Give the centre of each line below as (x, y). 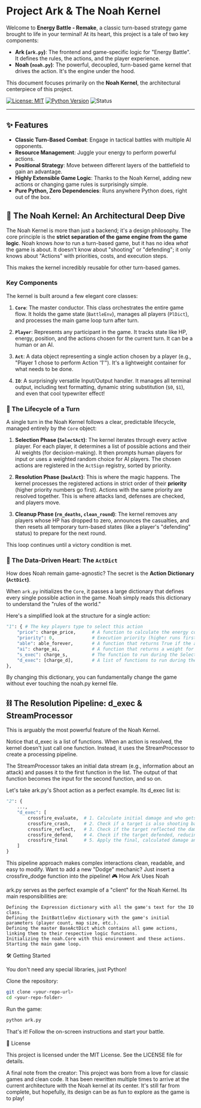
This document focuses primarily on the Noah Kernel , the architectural (93, 83)
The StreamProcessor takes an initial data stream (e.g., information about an (100, 766)
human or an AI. (34, 344)
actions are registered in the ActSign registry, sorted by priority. (93, 465)
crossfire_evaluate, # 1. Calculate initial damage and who (106, 818)
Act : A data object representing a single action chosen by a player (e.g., (103, 356)
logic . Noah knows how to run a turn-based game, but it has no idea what (97, 243)
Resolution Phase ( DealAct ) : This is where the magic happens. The (98, 477)
